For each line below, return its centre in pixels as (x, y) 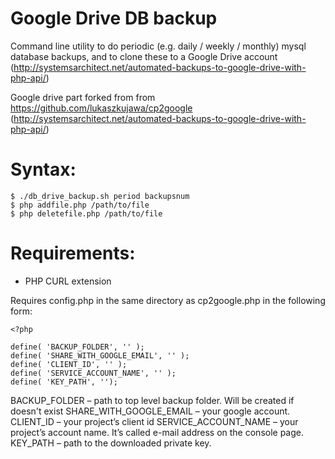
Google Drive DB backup (114, 18)
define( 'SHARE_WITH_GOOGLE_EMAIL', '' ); (100, 355)
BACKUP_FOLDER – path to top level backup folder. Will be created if (152, 400)
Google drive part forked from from (83, 97)
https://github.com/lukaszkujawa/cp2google (101, 108)
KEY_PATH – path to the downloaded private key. (111, 443)
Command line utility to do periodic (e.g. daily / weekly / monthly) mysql (158, 46)
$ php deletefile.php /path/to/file (86, 213)
